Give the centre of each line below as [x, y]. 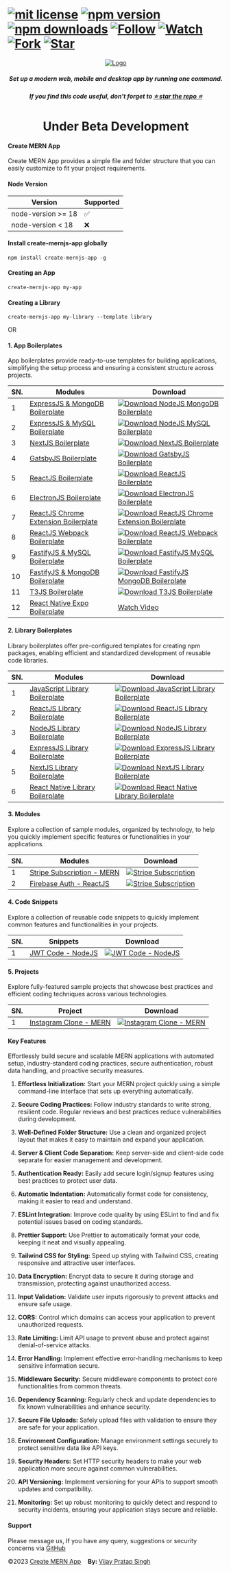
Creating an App [32, 273]
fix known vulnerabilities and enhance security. [84, 1407]
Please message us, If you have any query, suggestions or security [102, 1540]
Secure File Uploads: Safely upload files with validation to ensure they [117, 1420]
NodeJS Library [55, 728]
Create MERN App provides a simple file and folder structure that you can [111, 161]
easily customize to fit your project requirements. [77, 169]
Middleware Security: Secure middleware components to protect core [118, 1379]
